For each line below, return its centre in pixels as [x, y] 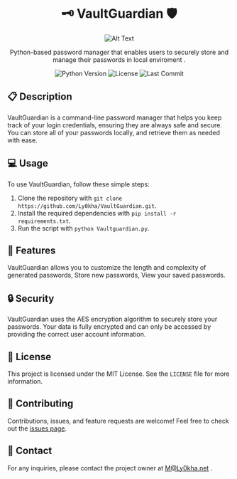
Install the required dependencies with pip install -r [97, 213]
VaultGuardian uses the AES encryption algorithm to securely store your [112, 319]
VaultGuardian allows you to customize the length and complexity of [107, 268]
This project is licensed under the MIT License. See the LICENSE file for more [118, 374]
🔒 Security [31, 299]
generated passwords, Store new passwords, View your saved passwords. [116, 275]
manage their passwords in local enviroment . [119, 59]
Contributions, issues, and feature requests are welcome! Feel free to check [118, 421]
